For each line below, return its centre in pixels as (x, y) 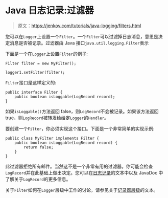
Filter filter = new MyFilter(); (41, 63)
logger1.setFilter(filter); (35, 72)
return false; (39, 147)
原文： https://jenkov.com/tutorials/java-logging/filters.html (79, 26)
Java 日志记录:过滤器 (50, 10)
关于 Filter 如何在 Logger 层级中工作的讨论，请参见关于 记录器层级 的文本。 (82, 190)
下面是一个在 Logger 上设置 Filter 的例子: (46, 54)
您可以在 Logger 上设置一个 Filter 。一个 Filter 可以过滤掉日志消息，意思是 (82, 36)
